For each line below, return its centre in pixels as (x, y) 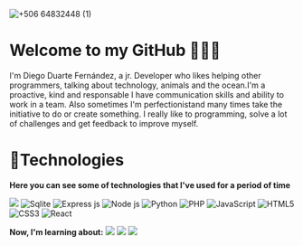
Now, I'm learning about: (57, 232)
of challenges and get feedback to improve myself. (104, 123)
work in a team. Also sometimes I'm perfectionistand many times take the (146, 104)
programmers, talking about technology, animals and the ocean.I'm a (137, 85)
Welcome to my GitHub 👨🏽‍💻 (115, 51)
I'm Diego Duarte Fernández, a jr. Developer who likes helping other (136, 75)
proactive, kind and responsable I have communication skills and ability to (147, 94)
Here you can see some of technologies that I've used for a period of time (150, 184)
